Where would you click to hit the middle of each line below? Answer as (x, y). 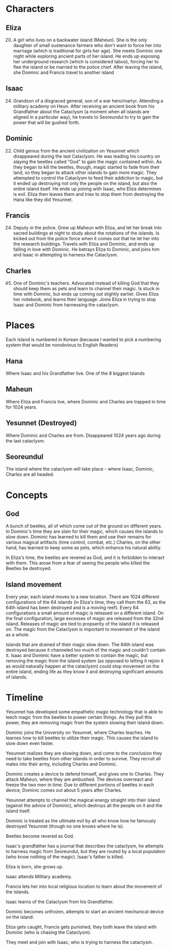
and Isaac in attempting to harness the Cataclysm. (65, 255)
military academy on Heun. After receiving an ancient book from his (84, 106)
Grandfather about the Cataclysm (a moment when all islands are (81, 111)
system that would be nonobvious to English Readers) (62, 345)
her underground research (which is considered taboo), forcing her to (86, 61)
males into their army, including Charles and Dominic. (62, 764)
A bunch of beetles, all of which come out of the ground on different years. (84, 526)
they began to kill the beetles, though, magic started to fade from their (87, 167)
